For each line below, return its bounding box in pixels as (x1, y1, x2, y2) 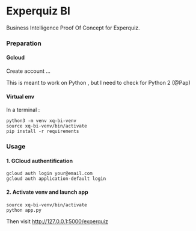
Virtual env (6, 93, 35, 100)
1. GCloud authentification (6, 157, 73, 164)
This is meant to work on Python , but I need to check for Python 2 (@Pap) (6, 79, 191, 87)
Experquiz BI (6, 4, 71, 18)
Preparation (6, 39, 42, 48)
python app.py (6, 207, 42, 213)
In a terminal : (6, 106, 40, 114)
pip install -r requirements (6, 128, 79, 135)
